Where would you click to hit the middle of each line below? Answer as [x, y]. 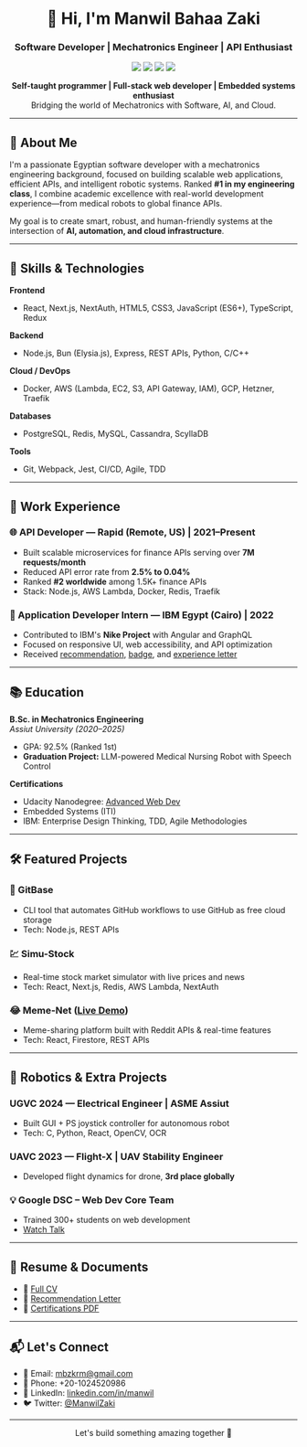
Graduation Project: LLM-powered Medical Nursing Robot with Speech [157, 756]
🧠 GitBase [32, 890]
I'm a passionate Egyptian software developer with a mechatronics [135, 165]
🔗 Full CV [40, 1289]
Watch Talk [44, 1229]
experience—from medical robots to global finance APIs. [116, 204]
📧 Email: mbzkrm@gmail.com [78, 1374]
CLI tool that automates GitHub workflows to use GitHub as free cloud [154, 910]
